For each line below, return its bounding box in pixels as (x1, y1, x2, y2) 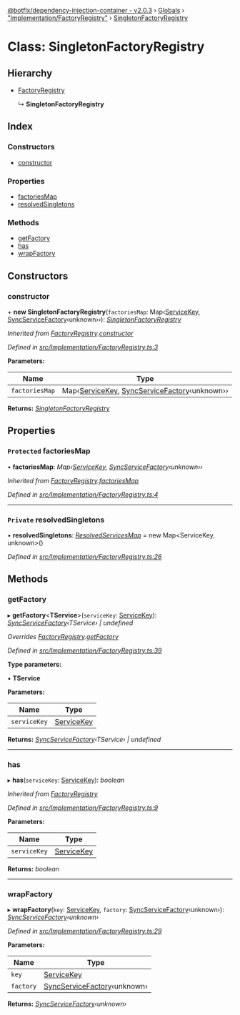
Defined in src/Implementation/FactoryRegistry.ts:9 (7, 803, 159, 812)
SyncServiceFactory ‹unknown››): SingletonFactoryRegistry (7, 315, 181, 324)
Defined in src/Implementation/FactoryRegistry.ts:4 (7, 490, 159, 499)
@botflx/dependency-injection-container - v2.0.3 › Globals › (7, 6, 185, 14)
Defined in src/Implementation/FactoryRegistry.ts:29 (7, 927, 162, 936)
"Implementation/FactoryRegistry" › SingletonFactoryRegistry (7, 14, 188, 22)
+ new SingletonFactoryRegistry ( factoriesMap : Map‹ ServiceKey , (7, 307, 201, 316)
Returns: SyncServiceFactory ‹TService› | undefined (7, 735, 161, 743)
